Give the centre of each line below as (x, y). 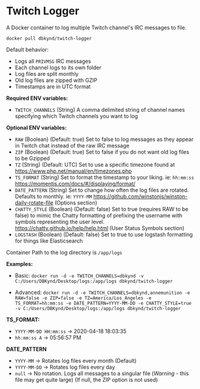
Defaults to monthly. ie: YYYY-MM (53, 196)
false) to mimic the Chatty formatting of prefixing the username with (99, 215)
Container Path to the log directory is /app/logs (64, 252)
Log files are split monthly (47, 73)
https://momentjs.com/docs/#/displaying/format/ (75, 183)
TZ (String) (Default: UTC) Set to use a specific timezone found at (95, 164)
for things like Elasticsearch (49, 241)
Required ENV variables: (37, 98)
